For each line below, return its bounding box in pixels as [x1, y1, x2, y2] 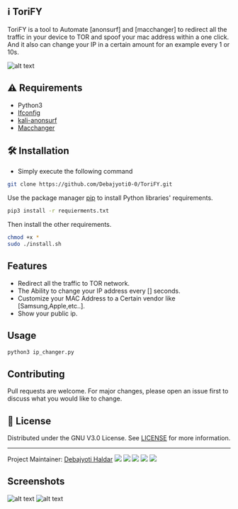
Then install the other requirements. [7, 220, 112, 229]
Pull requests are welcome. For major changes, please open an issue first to [7, 387, 229, 396]
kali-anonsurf [17, 116, 57, 124]
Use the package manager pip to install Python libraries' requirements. [7, 194, 214, 202]
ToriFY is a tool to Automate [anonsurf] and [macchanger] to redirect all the [7, 25, 228, 33]
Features [7, 260, 47, 272]
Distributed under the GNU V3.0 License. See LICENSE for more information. [7, 434, 231, 442]
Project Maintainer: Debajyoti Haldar [7, 455, 113, 464]
